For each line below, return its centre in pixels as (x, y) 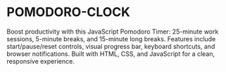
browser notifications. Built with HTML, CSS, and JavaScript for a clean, (111, 54)
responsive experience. (40, 61)
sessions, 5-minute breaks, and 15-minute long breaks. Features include (111, 38)
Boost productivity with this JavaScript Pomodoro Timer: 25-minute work (113, 31)
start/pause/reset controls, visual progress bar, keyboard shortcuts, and (111, 46)
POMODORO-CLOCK (69, 12)
